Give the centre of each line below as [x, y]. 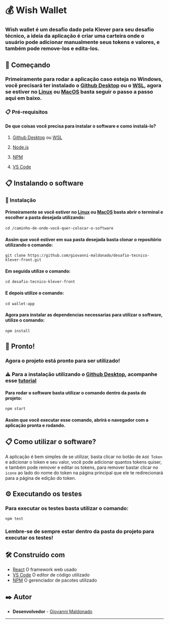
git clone [16, 256]
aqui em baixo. [23, 98]
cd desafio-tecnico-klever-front [40, 282]
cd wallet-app [20, 304]
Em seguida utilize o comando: [38, 271]
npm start [16, 409]
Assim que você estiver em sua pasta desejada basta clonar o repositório [83, 239]
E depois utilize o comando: [35, 293]
